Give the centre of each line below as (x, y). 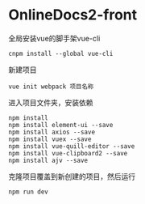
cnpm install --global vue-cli (61, 53)
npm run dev (28, 192)
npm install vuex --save (50, 139)
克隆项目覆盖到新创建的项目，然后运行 (72, 176)
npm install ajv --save (48, 160)
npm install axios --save (52, 132)
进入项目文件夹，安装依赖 (51, 102)
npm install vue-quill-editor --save (72, 146)
